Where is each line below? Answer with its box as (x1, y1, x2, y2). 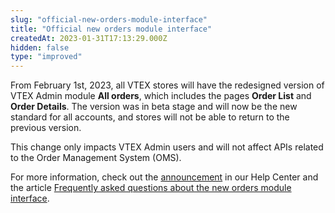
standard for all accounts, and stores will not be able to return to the (10, 111, 290, 123)
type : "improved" (10, 52, 83, 62)
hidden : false (10, 42, 70, 53)
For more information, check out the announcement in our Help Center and (10, 171, 319, 183)
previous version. (10, 122, 82, 134)
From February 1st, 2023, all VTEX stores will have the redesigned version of (10, 79, 325, 91)
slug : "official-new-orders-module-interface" (10, 14, 208, 25)
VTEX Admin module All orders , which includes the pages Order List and (10, 90, 312, 102)
